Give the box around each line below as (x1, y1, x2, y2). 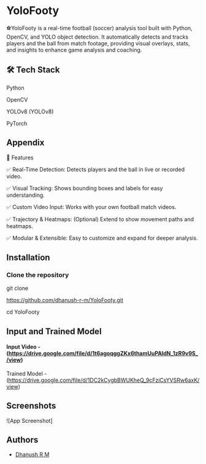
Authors (6, 435, 39, 445)
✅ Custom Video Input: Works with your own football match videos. (6, 203, 177, 210)
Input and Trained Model (6, 326, 102, 337)
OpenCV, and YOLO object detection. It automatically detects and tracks (6, 33, 189, 40)
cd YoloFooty (6, 308, 40, 316)
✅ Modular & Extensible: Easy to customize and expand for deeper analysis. (6, 234, 198, 242)
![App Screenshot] (6, 417, 53, 424)
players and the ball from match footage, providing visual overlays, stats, (6, 39, 190, 47)
